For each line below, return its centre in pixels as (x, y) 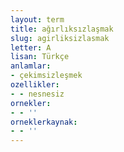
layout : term (37, 19)
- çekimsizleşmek (46, 76)
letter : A (31, 47)
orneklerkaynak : (44, 122)
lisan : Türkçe (40, 57)
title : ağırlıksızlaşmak (62, 29)
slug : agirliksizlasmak (60, 38)
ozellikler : (35, 85)
